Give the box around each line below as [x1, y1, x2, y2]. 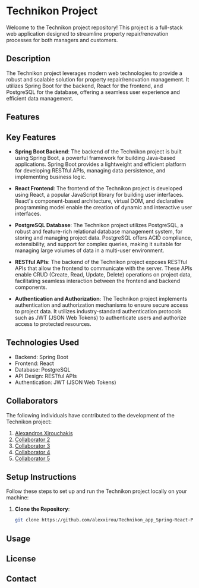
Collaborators [6, 396, 58, 406]
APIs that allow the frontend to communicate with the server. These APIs [14, 265, 192, 272]
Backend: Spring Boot [14, 353, 68, 360]
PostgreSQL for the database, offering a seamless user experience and [6, 88, 180, 96]
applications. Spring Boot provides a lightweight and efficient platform [14, 161, 186, 168]
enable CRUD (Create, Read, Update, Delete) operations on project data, [14, 271, 192, 278]
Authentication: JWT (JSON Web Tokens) [14, 379, 117, 386]
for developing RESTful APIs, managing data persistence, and [14, 166, 166, 174]
